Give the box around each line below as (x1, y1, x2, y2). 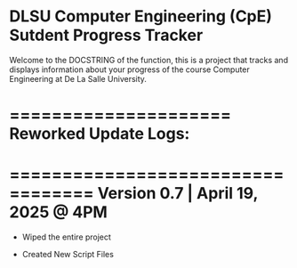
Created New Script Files (21, 249, 114, 260)
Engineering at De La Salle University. (9, 73, 147, 84)
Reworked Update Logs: (9, 124, 190, 144)
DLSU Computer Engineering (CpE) (9, 6, 273, 27)
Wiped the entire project (21, 231, 111, 242)
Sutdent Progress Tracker (9, 25, 204, 45)
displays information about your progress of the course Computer (9, 64, 251, 75)
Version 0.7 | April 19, (97, 183, 258, 204)
